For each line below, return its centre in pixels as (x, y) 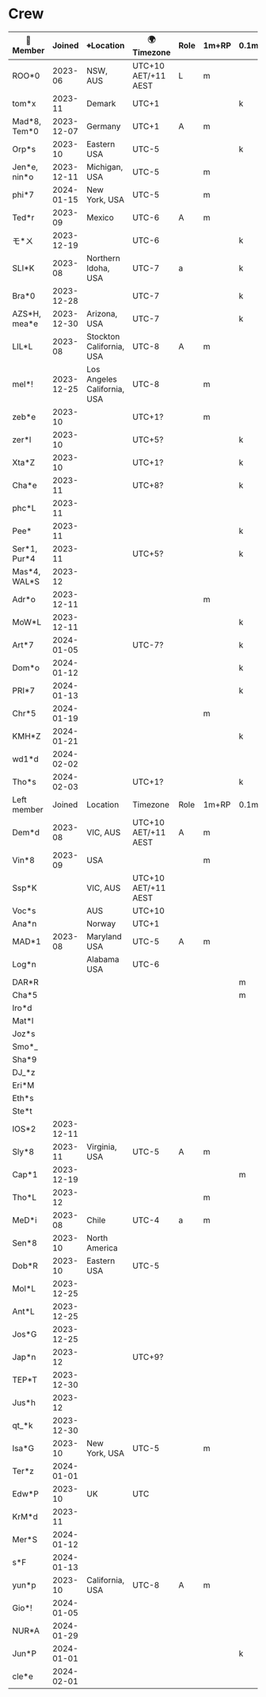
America (102, 1248)
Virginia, (102, 1146)
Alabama (103, 959)
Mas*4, (27, 571)
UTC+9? (148, 1357)
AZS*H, (27, 313)
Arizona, (102, 313)
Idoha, (98, 268)
